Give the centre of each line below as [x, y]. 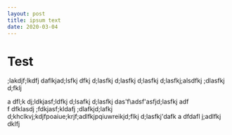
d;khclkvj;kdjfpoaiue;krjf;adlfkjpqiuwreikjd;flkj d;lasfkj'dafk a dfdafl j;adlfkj [114, 117]
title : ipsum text [34, 20]
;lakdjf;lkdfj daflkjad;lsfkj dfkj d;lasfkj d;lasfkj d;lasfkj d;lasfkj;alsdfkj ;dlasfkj [116, 80]
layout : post [26, 14]
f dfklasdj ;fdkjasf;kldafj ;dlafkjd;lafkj [60, 109]
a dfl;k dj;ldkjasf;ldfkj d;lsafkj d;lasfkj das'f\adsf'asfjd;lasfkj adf [98, 101]
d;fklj [15, 88]
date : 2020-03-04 [33, 27]
